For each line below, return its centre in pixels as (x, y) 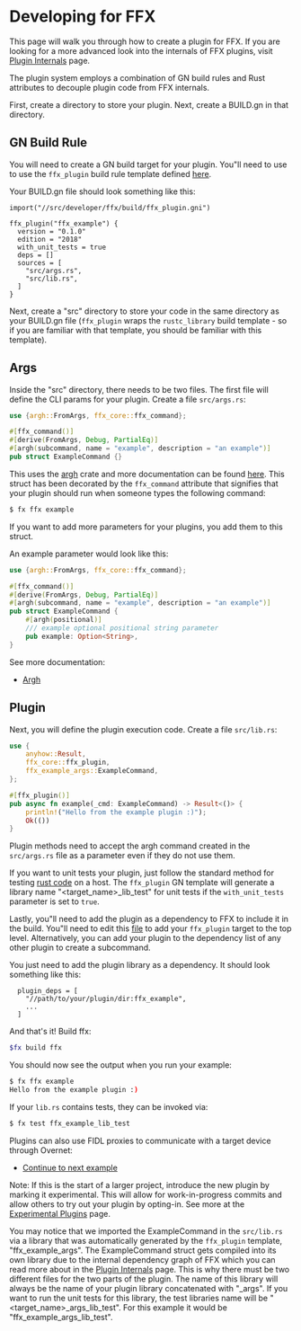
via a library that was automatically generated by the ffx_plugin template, (146, 1240)
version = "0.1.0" (52, 231)
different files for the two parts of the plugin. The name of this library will (144, 1279)
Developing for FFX (83, 17)
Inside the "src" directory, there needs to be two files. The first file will (139, 389)
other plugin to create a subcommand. (80, 948)
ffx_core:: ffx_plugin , (68, 763)
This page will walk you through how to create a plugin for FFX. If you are (145, 41)
